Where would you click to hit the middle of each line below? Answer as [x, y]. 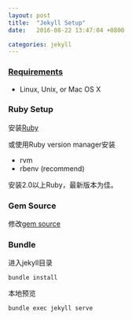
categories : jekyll [40, 44]
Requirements [36, 72]
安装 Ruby [24, 128]
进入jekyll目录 [30, 263]
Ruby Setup [31, 110]
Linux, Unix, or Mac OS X [60, 89]
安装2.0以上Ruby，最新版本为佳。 [63, 184]
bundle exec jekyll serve [50, 308]
